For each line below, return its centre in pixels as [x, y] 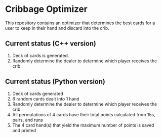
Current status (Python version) [55, 82]
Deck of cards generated [38, 93]
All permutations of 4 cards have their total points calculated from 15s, [84, 114]
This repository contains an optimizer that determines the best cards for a [80, 23]
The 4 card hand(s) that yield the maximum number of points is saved [83, 125]
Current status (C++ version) [51, 44]
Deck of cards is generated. [40, 55]
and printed [24, 130]
